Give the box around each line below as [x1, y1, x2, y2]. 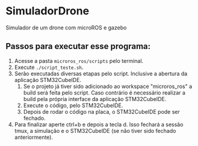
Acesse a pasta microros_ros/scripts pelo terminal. [14, 57, 144, 64]
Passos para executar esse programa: [5, 41, 151, 51]
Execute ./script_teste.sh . [14, 63, 84, 71]
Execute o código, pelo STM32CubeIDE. [23, 102, 123, 109]
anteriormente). [14, 133, 54, 141]
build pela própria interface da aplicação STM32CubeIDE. [23, 95, 167, 102]
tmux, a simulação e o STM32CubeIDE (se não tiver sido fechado [14, 127, 176, 134]
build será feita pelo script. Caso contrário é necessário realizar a [23, 89, 186, 96]
